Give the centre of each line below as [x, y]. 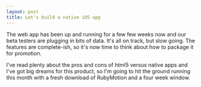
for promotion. [24, 53]
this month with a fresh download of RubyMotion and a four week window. [98, 77]
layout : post [23, 12]
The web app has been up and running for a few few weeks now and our [96, 34]
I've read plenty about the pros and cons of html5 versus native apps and [97, 65]
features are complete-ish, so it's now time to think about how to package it [100, 47]
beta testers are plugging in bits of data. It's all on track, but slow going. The [101, 41]
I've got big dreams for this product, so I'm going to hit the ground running [98, 71]
